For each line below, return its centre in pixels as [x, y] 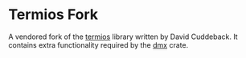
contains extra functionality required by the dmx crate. [98, 44]
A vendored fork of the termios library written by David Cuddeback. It [123, 37]
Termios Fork [53, 15]
